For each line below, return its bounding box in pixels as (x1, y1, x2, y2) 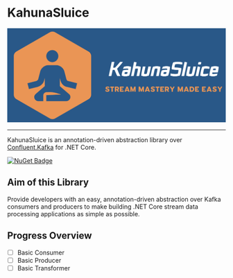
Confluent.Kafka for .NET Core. (7, 143, 96, 151)
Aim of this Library (7, 177, 89, 189)
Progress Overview (7, 230, 92, 242)
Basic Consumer (17, 248, 64, 257)
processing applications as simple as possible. (7, 209, 140, 218)
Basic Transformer (17, 263, 71, 272)
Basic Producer (17, 256, 62, 264)
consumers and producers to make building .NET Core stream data (7, 202, 199, 211)
